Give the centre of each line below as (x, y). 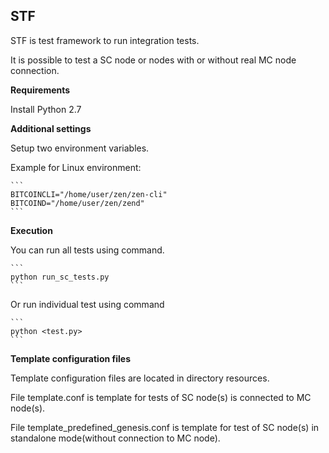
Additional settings (51, 128)
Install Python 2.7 (46, 109)
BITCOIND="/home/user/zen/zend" (77, 203)
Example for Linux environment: (76, 167)
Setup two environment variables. (80, 148)
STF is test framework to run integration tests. (105, 40)
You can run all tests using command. (87, 250)
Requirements (40, 90)
